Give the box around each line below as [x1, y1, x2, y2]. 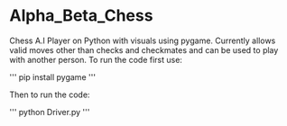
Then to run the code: [9, 89, 90, 100]
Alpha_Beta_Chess [9, 5, 153, 26]
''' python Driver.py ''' [9, 106, 90, 117]
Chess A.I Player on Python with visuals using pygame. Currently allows [9, 35, 276, 46]
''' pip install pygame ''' [9, 71, 97, 82]
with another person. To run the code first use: [9, 54, 183, 65]
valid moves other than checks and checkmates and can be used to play [9, 44, 279, 55]
